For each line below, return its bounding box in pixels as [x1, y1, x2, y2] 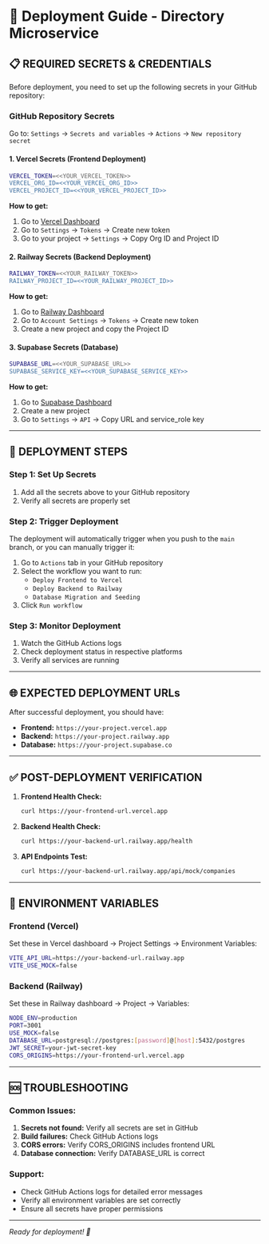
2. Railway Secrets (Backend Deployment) [9, 252, 152, 261]
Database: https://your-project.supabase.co [20, 740, 172, 750]
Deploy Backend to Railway [32, 585, 123, 593]
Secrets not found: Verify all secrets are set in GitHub [20, 1123, 199, 1133]
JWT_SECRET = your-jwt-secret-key [9, 1043, 117, 1052]
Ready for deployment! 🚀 [9, 1226, 91, 1236]
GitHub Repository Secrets [9, 110, 115, 122]
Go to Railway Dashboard [20, 307, 105, 317]
